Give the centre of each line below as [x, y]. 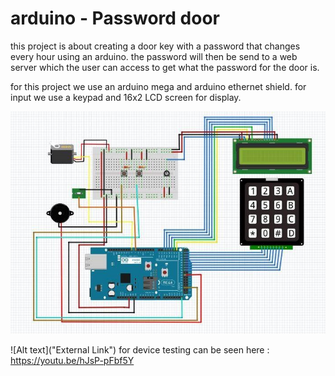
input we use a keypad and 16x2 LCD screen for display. [126, 97]
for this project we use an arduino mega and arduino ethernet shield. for [158, 86]
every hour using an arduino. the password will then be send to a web [154, 56]
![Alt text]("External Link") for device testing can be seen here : [140, 350]
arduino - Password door [115, 18]
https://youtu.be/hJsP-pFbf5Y [72, 361]
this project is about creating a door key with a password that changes [155, 46]
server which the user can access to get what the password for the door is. [165, 67]
